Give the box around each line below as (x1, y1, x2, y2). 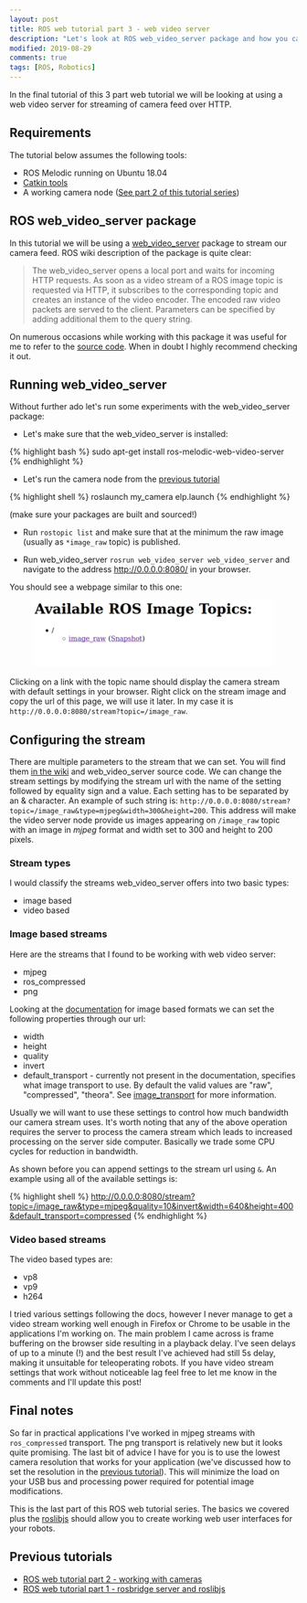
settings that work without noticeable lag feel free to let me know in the (9, 1367, 277, 1378)
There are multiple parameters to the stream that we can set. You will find (9, 757, 286, 768)
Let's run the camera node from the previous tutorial (22, 473, 220, 484)
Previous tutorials (9, 1549, 112, 1565)
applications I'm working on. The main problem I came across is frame (9, 1328, 274, 1339)
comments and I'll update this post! (9, 1376, 142, 1388)
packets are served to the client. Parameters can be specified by (31, 303, 276, 314)
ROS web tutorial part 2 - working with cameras (22, 1573, 203, 1585)
